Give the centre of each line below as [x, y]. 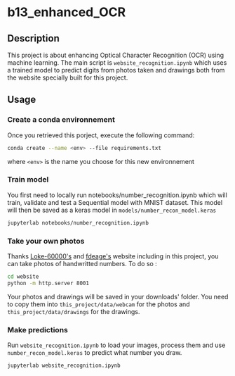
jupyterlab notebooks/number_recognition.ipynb [78, 223]
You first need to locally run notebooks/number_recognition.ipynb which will [117, 195]
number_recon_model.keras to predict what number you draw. [95, 353]
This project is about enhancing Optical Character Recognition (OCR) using [116, 55]
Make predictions [38, 330]
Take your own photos [46, 241]
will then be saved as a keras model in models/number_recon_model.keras [112, 210]
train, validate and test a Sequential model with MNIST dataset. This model [115, 202]
